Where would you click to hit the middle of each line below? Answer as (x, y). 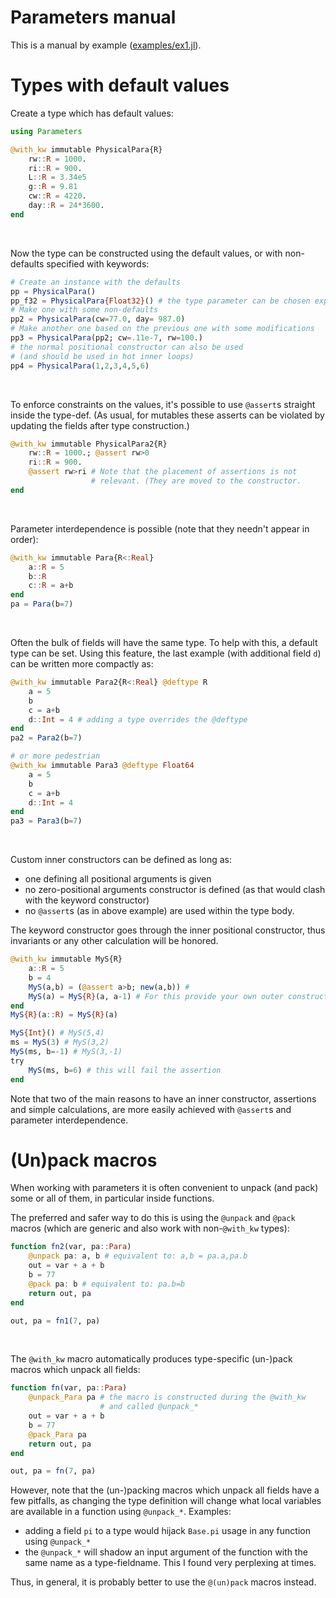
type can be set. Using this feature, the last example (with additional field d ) (166, 653)
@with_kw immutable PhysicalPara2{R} (89, 444)
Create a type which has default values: (92, 113)
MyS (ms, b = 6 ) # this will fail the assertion (125, 1070)
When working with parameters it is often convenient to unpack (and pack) (164, 1188)
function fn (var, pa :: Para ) (69, 1388)
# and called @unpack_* (149, 1407)
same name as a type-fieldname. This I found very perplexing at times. (170, 1563)
